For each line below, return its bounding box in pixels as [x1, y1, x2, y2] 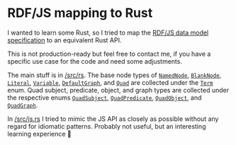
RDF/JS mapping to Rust [7, 5, 153, 21]
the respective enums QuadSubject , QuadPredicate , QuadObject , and [7, 93, 202, 102]
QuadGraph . [7, 100, 38, 109]
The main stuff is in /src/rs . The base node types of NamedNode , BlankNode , [7, 71, 222, 79]
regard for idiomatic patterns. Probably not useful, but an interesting [7, 122, 206, 130]
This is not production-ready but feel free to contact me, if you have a [7, 50, 211, 58]
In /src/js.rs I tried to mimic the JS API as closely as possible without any [7, 115, 219, 123]
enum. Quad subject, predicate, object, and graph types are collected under [7, 86, 229, 94]
